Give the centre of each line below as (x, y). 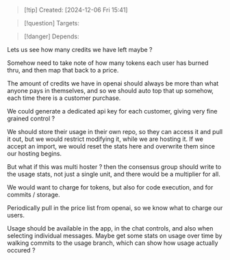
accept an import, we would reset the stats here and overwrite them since (111, 146)
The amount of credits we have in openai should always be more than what (113, 83)
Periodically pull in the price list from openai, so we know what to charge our (115, 208)
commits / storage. (34, 195)
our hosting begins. (35, 154)
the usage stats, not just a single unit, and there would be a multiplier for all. (114, 174)
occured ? (21, 250)
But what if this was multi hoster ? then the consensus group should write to (114, 167)
